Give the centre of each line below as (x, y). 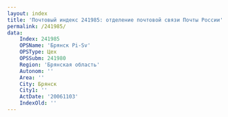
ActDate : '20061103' (49, 97)
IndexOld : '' (38, 103)
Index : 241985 (40, 39)
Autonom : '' (37, 71)
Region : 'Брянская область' (60, 65)
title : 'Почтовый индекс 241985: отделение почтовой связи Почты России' (115, 20)
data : (15, 33)
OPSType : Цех (38, 52)
